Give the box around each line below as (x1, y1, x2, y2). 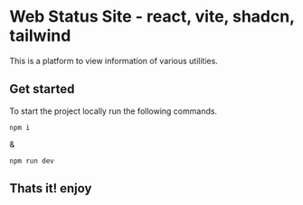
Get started (9, 81, 75, 97)
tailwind (9, 25, 71, 46)
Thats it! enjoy (9, 181, 92, 196)
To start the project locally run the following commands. (9, 106, 218, 116)
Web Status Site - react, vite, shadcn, (9, 6, 295, 27)
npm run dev (9, 156, 54, 165)
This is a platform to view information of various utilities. (9, 55, 219, 66)
